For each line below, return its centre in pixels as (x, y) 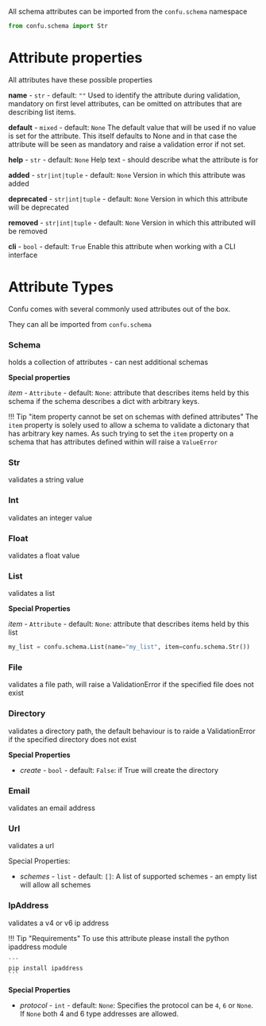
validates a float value (44, 555)
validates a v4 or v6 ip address (59, 923)
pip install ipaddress (46, 968)
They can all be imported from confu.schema (80, 324)
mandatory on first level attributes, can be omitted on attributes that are (125, 103)
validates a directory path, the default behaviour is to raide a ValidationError (132, 731)
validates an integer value (50, 517)
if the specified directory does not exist (73, 739)
